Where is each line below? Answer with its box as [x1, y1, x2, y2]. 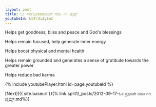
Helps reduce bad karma [5, 72, 55, 78]
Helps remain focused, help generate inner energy [5, 39, 106, 45]
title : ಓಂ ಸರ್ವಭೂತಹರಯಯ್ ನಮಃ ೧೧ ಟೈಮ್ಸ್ [5, 12, 78, 16]
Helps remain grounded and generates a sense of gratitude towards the [5, 58, 149, 63]
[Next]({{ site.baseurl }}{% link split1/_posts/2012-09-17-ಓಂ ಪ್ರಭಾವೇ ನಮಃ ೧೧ [5, 91, 151, 97]
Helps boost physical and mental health [5, 48, 84, 54]
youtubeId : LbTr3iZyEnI [5, 16, 54, 21]
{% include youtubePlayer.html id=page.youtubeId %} [5, 81, 114, 87]
